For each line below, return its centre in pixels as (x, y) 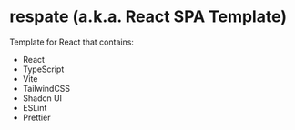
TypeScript (43, 69)
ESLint (35, 107)
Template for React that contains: (72, 42)
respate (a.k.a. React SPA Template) (148, 17)
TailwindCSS (46, 88)
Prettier (36, 117)
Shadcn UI (42, 98)
